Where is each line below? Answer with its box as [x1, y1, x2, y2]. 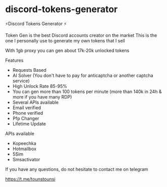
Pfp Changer [12, 115, 39, 121]
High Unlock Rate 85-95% [12, 83, 67, 89]
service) [12, 77, 30, 84]
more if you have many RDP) [12, 93, 72, 100]
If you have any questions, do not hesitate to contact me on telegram [5, 166, 148, 172]
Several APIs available [12, 99, 59, 105]
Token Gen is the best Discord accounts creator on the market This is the [5, 32, 157, 38]
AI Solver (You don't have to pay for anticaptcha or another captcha [12, 72, 153, 78]
